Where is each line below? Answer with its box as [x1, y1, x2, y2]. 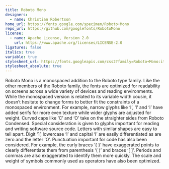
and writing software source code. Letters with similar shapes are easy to [5, 126, 157, 132]
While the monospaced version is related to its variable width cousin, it [5, 94, 152, 100]
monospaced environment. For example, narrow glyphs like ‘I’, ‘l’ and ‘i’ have [5, 104, 163, 110]
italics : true [5, 49, 35, 54]
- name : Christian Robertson [10, 17, 71, 22]
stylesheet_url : [5, 59, 39, 64]
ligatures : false [5, 45, 42, 50]
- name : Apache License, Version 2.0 [10, 36, 89, 41]
